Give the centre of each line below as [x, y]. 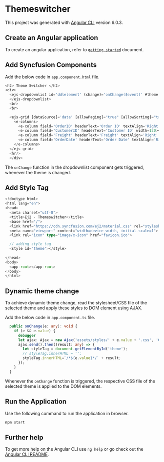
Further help [24, 437]
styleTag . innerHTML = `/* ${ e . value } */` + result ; [72, 358]
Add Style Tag [27, 188]
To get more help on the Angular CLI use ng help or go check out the [74, 449]
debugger [27, 335]
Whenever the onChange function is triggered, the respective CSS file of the [80, 381]
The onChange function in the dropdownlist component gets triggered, [75, 167]
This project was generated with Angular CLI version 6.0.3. [64, 22]
